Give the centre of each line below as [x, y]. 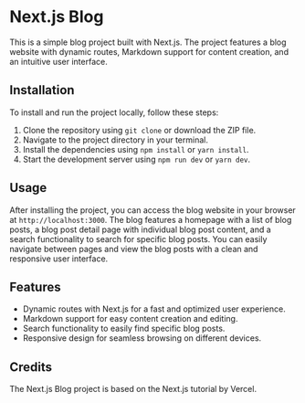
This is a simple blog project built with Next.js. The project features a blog [148, 42]
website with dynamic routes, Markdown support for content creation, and [149, 51]
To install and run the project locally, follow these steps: [114, 112]
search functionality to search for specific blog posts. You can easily [138, 239]
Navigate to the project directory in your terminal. [115, 140]
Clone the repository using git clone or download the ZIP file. [139, 130]
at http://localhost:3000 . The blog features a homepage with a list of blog [151, 219]
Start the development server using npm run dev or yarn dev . [137, 159]
